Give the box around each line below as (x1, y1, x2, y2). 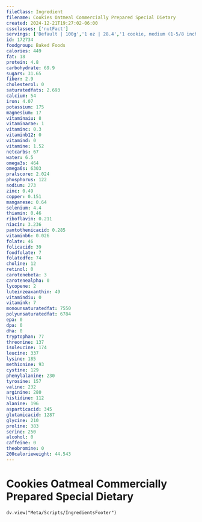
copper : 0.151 (6, 193, 42, 199)
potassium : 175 (6, 104, 44, 110)
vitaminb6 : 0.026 (6, 232, 50, 238)
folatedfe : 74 (6, 255, 42, 261)
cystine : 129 (6, 367, 39, 373)
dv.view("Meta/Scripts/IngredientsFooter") (6, 509, 117, 515)
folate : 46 (6, 238, 34, 244)
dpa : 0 (6, 322, 23, 328)
